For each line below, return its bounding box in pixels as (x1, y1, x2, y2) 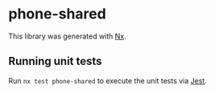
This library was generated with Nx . (8, 31, 126, 41)
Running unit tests (8, 55, 102, 68)
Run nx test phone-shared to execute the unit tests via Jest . (8, 75, 207, 85)
